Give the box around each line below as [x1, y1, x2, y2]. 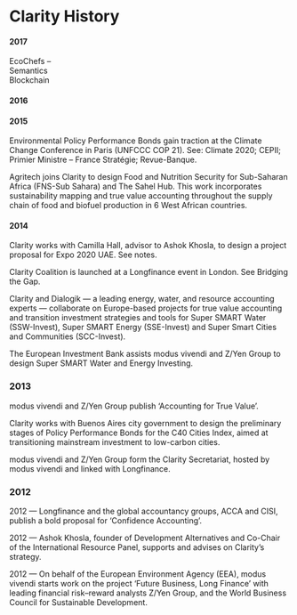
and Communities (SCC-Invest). [9, 331, 126, 342]
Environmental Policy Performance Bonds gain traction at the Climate [9, 135, 262, 146]
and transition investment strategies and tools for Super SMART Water [9, 312, 267, 323]
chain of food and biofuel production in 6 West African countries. [9, 200, 247, 211]
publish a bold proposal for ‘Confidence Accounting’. [9, 514, 203, 526]
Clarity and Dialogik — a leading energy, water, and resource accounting [9, 294, 275, 304]
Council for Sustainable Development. [9, 596, 148, 607]
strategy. [9, 551, 42, 562]
